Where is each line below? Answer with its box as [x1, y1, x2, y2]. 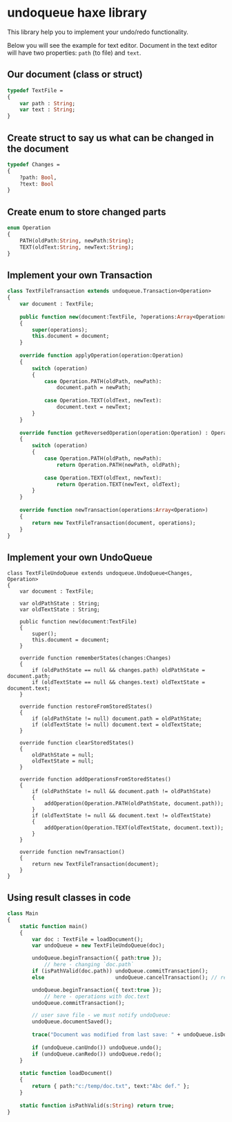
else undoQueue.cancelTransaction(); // [32, 974, 217, 981]
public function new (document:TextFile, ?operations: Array [19, 313, 193, 320]
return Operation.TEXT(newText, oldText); [56, 481, 181, 488]
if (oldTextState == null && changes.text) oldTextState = [32, 679, 206, 686]
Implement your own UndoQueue [7, 551, 153, 563]
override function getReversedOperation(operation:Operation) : [19, 429, 209, 436]
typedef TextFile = [7, 87, 64, 94]
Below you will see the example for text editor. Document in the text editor [7, 41, 217, 49]
